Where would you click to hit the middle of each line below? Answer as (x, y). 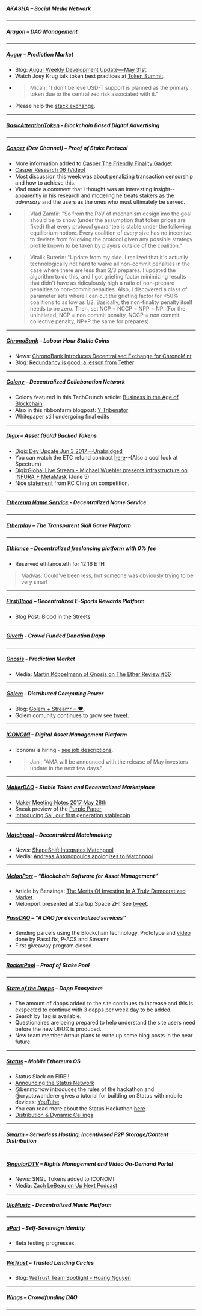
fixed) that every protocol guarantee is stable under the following (110, 226)
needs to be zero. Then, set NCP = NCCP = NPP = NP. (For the (108, 308)
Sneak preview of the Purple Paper (58, 809)
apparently (28, 195)
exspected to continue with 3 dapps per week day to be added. (93, 1010)
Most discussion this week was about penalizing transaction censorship (104, 176)
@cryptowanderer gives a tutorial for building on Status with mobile (98, 1096)
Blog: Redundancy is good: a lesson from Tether (75, 362)
